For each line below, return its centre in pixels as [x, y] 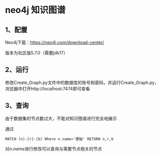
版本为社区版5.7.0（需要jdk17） [36, 53]
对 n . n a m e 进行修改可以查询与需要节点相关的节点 [54, 149]
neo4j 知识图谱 [35, 10]
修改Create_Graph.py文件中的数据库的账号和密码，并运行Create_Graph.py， [82, 82]
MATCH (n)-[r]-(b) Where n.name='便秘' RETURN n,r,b [59, 139]
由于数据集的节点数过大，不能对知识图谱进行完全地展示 [61, 118]
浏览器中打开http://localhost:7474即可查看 [48, 88]
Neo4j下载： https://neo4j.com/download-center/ [55, 42]
